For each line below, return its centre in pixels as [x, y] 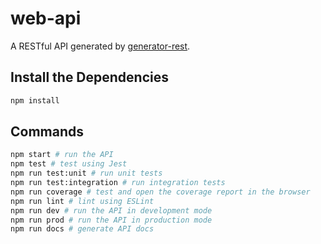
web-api [46, 18]
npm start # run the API [62, 155]
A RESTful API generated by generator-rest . [100, 46]
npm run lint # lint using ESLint [82, 201]
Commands [47, 132]
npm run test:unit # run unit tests [86, 173]
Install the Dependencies [90, 77]
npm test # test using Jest [69, 164]
